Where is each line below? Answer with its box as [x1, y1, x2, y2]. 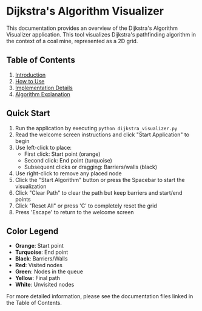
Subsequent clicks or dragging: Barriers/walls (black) [24, 163, 158, 170]
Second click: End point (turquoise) [24, 156, 112, 164]
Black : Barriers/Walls [15, 255, 68, 262]
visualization [15, 183, 47, 190]
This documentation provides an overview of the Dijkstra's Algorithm [6, 24, 178, 32]
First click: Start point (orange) [24, 150, 101, 158]
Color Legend [6, 226, 59, 236]
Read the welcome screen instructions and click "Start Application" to [15, 131, 190, 138]
